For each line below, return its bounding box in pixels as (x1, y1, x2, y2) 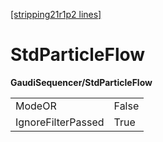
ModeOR (15, 99, 57, 113)
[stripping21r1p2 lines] (10, 9, 102, 20)
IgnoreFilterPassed (15, 115, 105, 129)
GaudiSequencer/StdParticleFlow (10, 76, 153, 88)
